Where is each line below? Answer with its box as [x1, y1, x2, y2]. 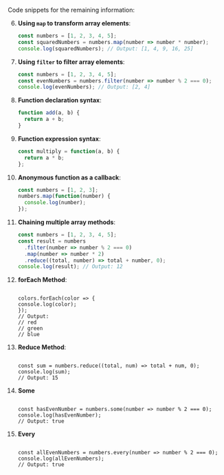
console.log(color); [17, 301, 77, 308]
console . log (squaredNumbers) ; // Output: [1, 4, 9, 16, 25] [17, 45, 194, 52]
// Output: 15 [17, 375, 58, 382]
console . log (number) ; [24, 199, 87, 206]
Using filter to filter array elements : [17, 58, 125, 66]
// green [17, 325, 43, 332]
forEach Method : [17, 276, 67, 284]
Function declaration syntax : [17, 96, 102, 104]
